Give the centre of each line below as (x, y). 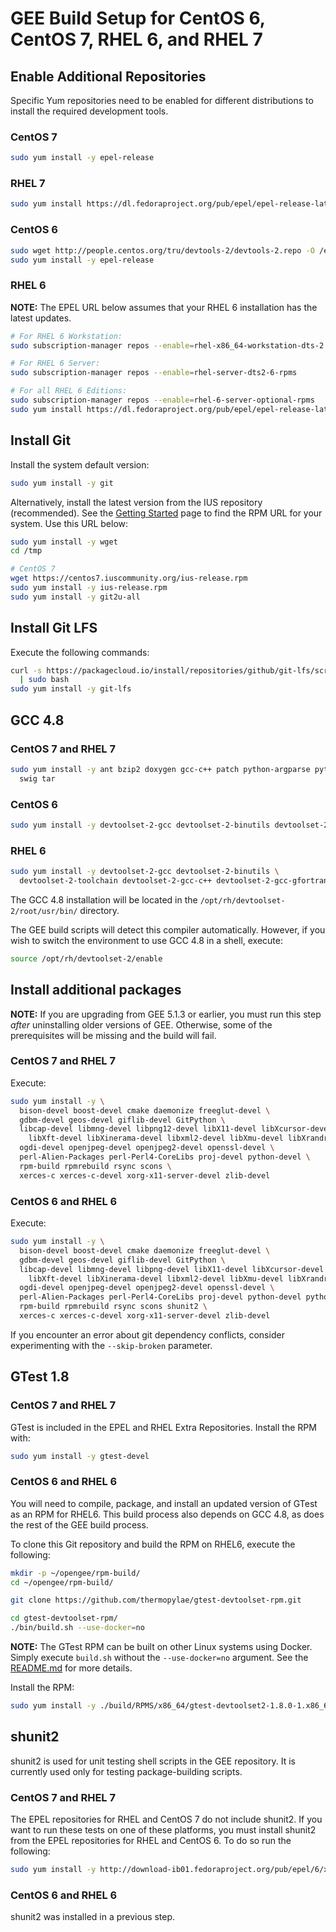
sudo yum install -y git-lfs (71, 689)
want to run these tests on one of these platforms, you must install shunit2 (163, 1830)
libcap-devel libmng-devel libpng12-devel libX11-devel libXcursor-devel (176, 1129)
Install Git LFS (54, 628)
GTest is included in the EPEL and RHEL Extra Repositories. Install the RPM (163, 1427)
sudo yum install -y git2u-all (75, 597)
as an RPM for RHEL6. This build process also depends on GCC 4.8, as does (167, 1514)
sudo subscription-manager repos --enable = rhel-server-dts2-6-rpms (154, 373)
